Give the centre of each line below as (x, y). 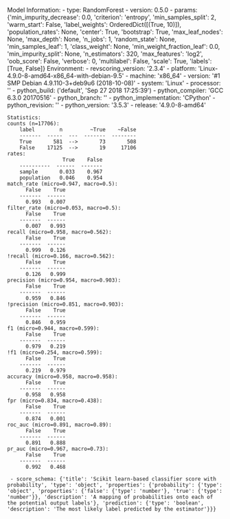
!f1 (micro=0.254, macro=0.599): (55, 352)
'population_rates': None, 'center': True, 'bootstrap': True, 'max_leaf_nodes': (115, 32)
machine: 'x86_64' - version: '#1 (175, 76)
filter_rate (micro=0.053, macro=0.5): (64, 208)
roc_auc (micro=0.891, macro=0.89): (59, 425)
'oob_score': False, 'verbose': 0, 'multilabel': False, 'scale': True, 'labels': (110, 61)
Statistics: (24, 118)
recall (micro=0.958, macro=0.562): (59, 232)
